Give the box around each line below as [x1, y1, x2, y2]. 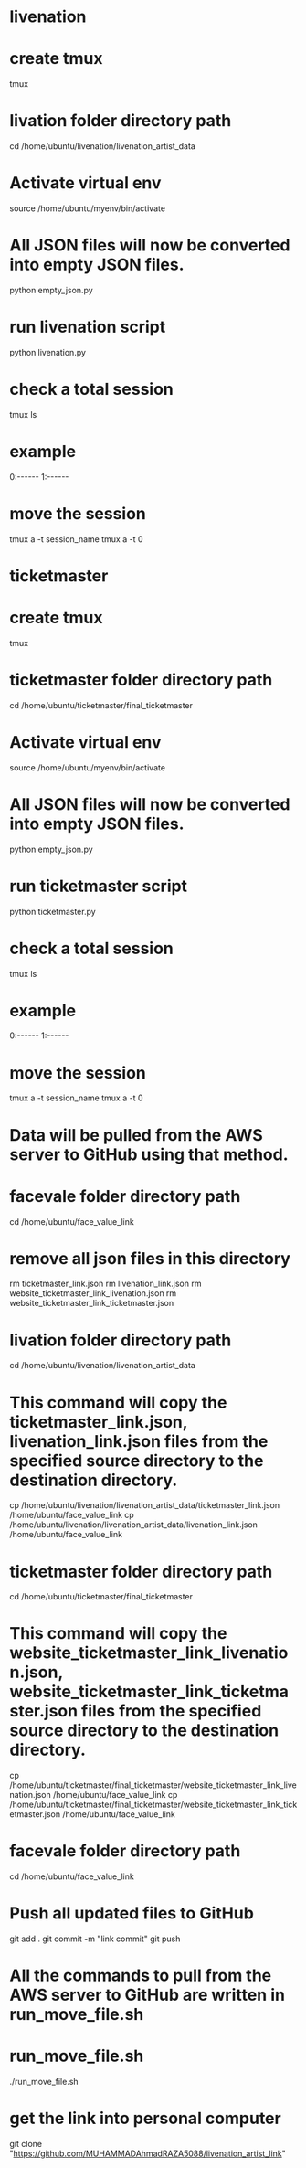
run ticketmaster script [9, 876, 188, 897]
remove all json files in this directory [9, 1248, 290, 1269]
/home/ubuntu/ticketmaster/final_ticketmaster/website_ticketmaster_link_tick [9, 1799, 298, 1811]
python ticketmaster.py [9, 906, 96, 917]
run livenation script [9, 317, 166, 337]
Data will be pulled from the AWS [9, 1124, 263, 1145]
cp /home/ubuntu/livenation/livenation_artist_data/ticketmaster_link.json [9, 1500, 280, 1511]
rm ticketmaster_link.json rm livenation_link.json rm [9, 1278, 202, 1290]
